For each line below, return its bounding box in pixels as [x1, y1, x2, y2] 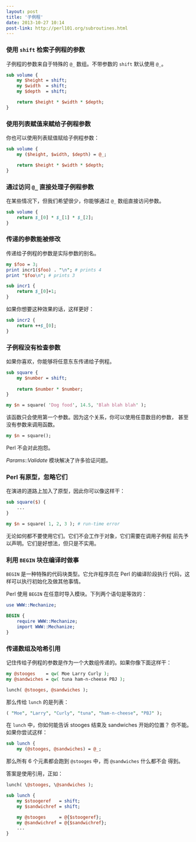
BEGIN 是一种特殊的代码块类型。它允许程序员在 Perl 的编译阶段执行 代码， [6, 570, 185, 577]
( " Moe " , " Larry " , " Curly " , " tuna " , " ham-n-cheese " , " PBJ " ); [6, 710, 162, 716]
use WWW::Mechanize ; [6, 602, 57, 608]
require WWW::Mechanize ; [17, 618, 78, 624]
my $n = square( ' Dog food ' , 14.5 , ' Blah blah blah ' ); [6, 402, 146, 408]
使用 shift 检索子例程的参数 [6, 45, 86, 54]
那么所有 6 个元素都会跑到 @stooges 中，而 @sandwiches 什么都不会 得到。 [6, 758, 184, 765]
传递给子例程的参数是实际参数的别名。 [6, 249, 99, 257]
